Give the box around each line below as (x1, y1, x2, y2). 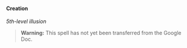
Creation (6, 5, 28, 12)
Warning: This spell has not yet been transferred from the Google (20, 30, 182, 37)
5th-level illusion (6, 18, 46, 25)
